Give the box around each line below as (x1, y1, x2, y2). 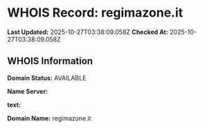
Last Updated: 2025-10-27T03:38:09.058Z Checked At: (7, 28, 168, 36)
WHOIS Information (7, 55, 94, 67)
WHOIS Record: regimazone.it (7, 5, 184, 21)
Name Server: (7, 87, 48, 95)
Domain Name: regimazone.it (7, 114, 91, 122)
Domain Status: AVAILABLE (7, 74, 87, 82)
